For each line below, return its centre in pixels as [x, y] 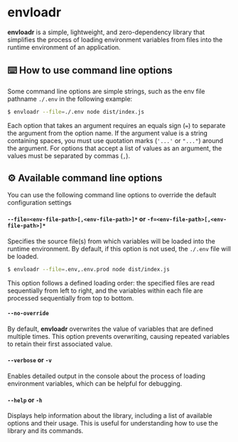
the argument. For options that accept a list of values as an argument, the [115, 148]
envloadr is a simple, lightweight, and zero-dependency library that [106, 32]
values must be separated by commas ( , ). [69, 156]
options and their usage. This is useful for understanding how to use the [113, 423]
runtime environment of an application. [64, 47]
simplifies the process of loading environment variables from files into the [115, 39]
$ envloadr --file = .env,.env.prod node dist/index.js [89, 269]
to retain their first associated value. [60, 344]
